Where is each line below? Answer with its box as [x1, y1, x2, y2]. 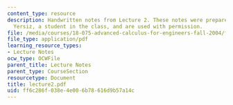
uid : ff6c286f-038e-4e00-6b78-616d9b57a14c [7, 87, 135, 94]
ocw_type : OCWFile [7, 55, 60, 62]
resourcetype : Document [7, 74, 76, 82]
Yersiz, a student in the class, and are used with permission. [13, 23, 203, 30]
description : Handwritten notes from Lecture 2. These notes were [7, 17, 203, 23]
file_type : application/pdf [7, 36, 89, 43]
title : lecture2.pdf [7, 81, 67, 88]
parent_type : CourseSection [7, 68, 89, 75]
